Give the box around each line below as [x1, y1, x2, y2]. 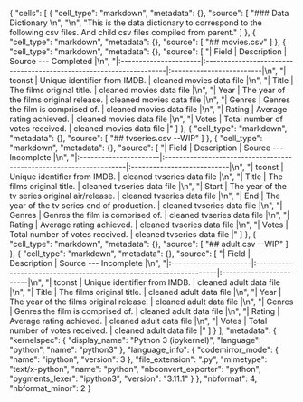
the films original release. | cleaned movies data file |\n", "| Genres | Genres [9, 94, 291, 105]
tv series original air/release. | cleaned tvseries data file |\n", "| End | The [9, 190, 280, 201]
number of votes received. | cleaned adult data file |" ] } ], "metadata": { [9, 325, 278, 336]
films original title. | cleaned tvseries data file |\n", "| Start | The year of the [9, 181, 288, 191]
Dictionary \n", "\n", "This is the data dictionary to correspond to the [9, 17, 262, 28]
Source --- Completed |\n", [9, 56, 110, 66]
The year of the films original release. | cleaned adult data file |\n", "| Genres [9, 296, 294, 307]
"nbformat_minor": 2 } [9, 383, 92, 393]
